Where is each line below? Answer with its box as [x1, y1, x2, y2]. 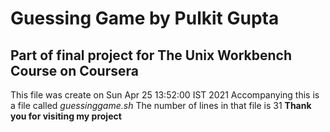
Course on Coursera [10, 62, 139, 79]
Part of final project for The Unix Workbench [10, 47, 293, 64]
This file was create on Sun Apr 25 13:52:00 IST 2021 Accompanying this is [10, 89, 320, 101]
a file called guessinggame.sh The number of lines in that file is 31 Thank [10, 100, 312, 111]
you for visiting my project [10, 110, 122, 122]
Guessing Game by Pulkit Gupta [10, 7, 280, 30]
